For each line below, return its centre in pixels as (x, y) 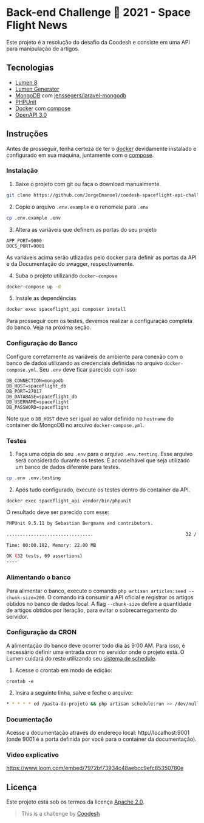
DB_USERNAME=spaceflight (38, 402)
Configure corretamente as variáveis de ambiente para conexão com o (95, 356)
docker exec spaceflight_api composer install (66, 310)
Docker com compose (43, 108)
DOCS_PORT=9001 (25, 246)
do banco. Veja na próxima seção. (49, 327)
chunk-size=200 (25, 598)
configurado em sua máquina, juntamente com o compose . (80, 155)
